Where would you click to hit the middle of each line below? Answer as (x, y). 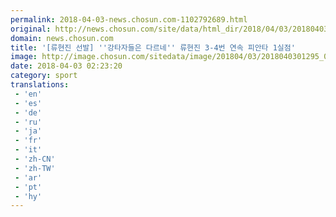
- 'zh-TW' (35, 168)
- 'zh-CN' (35, 159)
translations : (40, 85)
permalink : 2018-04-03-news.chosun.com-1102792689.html (129, 19)
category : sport (44, 76)
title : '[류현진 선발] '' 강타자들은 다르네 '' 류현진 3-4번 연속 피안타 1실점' (153, 47)
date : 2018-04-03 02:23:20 (66, 66)
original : (31, 29)
